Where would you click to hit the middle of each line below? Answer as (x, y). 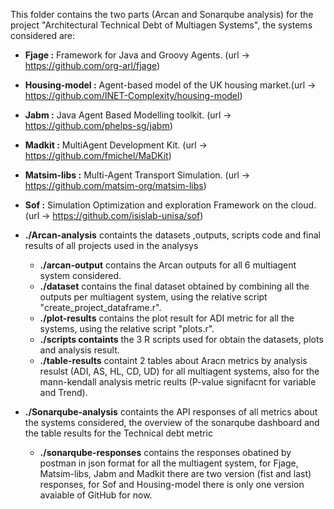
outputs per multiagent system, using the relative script (153, 297)
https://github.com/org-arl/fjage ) (92, 65)
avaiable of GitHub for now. (96, 495)
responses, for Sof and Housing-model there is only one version (172, 484)
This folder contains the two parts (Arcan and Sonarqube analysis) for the (162, 14)
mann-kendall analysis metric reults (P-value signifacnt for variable (178, 382)
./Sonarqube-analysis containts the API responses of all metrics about (171, 412)
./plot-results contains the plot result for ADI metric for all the (167, 318)
